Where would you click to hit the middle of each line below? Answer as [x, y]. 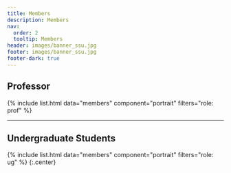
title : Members [29, 13]
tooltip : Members [38, 39]
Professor [29, 86]
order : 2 [26, 33]
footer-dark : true [33, 59]
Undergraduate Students [62, 138]
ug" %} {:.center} [32, 162]
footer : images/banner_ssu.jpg [52, 52]
